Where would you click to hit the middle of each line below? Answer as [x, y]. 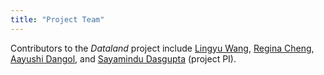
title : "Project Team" [57, 19]
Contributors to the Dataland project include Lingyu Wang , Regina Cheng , [162, 48]
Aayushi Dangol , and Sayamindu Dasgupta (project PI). [123, 58]
